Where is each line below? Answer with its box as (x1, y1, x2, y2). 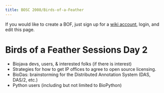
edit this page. (5, 26, 35, 33)
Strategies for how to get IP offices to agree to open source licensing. (12, 66, 156, 72)
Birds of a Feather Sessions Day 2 (5, 44, 148, 55)
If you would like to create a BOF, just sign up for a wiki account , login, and (5, 21, 159, 27)
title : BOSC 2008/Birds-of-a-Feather (5, 7, 84, 13)
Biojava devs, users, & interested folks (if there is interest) (12, 61, 132, 67)
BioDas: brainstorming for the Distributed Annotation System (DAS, (12, 71, 151, 77)
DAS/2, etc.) (12, 76, 38, 83)
